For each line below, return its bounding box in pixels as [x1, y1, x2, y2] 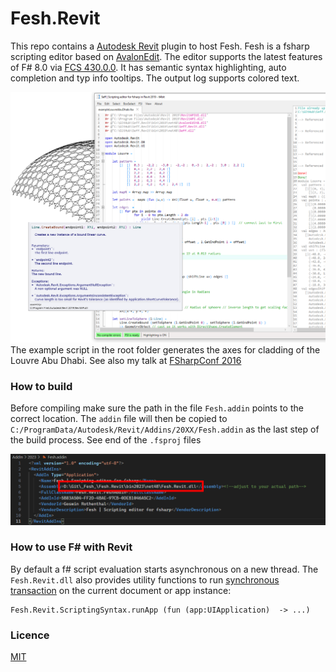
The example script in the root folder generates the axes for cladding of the [10, 344, 321, 356]
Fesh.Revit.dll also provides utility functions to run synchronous [10, 573, 280, 586]
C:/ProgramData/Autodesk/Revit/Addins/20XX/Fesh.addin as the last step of [10, 423, 320, 436]
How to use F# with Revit [10, 540, 133, 554]
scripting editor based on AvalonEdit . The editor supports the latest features [10, 50, 323, 62]
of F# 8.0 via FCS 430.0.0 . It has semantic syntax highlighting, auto [10, 61, 287, 73]
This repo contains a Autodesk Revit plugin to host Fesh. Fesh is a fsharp [10, 40, 310, 52]
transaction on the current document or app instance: [10, 584, 232, 596]
